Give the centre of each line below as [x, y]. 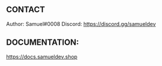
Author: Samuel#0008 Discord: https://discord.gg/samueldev [81, 24]
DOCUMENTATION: [42, 43]
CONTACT [26, 10]
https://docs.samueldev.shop [42, 57]
